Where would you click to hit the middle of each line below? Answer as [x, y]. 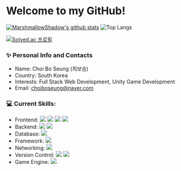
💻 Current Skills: [31, 104]
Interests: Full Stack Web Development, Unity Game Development [95, 82]
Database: [27, 134]
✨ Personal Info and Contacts [50, 55]
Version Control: [34, 154]
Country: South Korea [41, 76]
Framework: [29, 141]
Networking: [30, 148]
